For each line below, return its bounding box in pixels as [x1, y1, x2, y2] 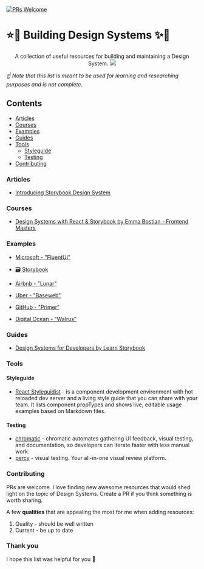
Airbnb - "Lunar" [15, 280, 57, 287]
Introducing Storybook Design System [15, 189, 111, 196]
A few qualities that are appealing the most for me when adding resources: [6, 508, 194, 515]
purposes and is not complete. [6, 80, 83, 88]
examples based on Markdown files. [15, 408, 106, 415]
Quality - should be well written [15, 520, 94, 527]
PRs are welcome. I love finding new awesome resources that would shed [6, 483, 191, 490]
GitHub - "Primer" [15, 303, 60, 311]
